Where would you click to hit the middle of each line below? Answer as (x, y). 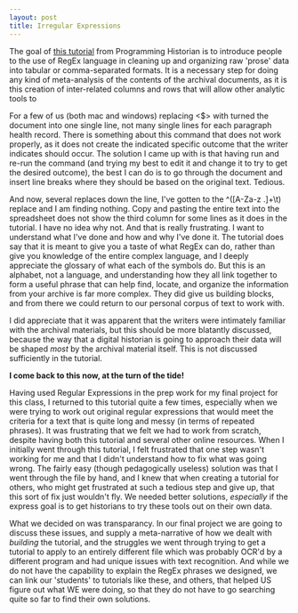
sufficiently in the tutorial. (56, 358)
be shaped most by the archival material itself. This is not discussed (133, 349)
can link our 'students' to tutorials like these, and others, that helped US (141, 580)
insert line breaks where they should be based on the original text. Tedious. (147, 181)
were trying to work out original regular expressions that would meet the (141, 411)
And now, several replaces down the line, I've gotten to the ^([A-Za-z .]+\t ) (145, 199)
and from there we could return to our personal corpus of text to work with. (147, 302)
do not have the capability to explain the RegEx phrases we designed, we (143, 570)
